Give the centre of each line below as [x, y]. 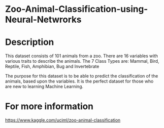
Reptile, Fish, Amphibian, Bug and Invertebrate [52, 66]
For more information [49, 107]
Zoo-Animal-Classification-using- [77, 9]
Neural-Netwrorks [43, 20]
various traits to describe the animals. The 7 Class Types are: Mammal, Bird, [82, 61]
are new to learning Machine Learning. [44, 86]
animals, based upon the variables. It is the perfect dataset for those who [79, 81]
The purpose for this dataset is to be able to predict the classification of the [82, 76]
